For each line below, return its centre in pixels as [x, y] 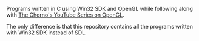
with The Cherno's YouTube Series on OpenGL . [65, 15]
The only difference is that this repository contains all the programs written [99, 26]
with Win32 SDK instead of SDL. [46, 33]
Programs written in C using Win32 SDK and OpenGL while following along [99, 9]
